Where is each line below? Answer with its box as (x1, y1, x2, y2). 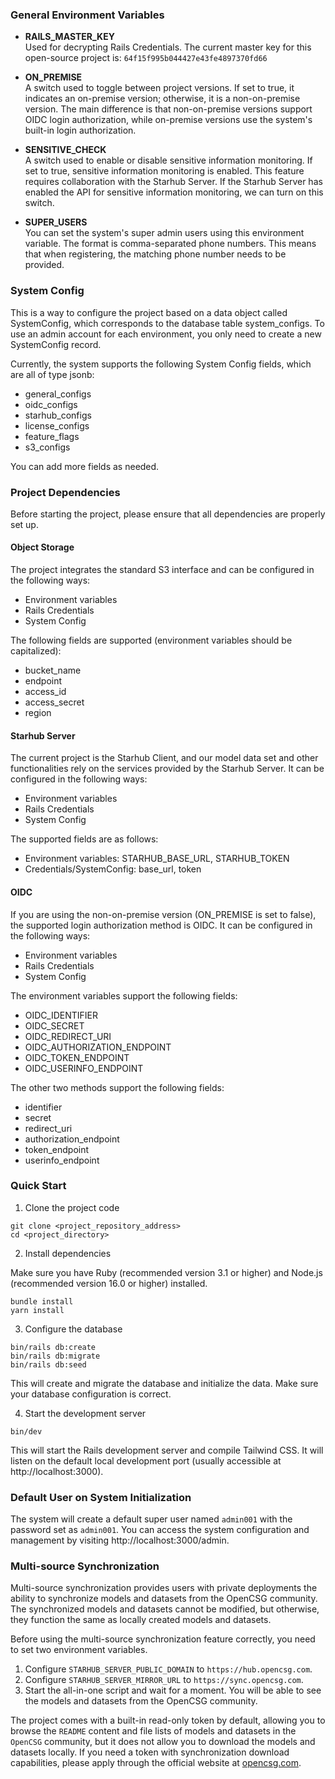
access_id (24, 686, 67, 698)
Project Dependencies (10, 485, 121, 499)
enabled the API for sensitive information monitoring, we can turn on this (24, 186, 324, 198)
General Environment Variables (10, 8, 165, 22)
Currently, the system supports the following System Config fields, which (10, 358, 312, 370)
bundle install (10, 1296, 74, 1307)
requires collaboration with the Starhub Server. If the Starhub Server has (24, 176, 323, 188)
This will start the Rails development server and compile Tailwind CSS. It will (10, 1444, 324, 1456)
